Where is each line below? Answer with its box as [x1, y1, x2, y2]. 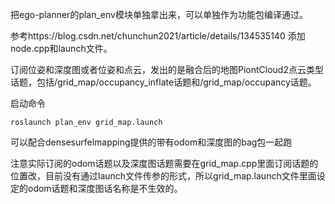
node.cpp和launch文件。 [10, 43, 113, 54]
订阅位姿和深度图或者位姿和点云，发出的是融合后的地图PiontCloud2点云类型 [10, 64, 324, 75]
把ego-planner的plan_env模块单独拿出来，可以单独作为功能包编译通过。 [10, 9, 308, 20]
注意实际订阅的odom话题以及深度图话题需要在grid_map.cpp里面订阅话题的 [10, 158, 319, 169]
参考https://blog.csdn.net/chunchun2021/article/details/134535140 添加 [10, 30, 306, 42]
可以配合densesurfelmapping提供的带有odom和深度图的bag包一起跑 [10, 136, 293, 148]
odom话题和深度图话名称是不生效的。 [27, 183, 183, 194]
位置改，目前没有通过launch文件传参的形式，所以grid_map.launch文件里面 [10, 170, 317, 182]
